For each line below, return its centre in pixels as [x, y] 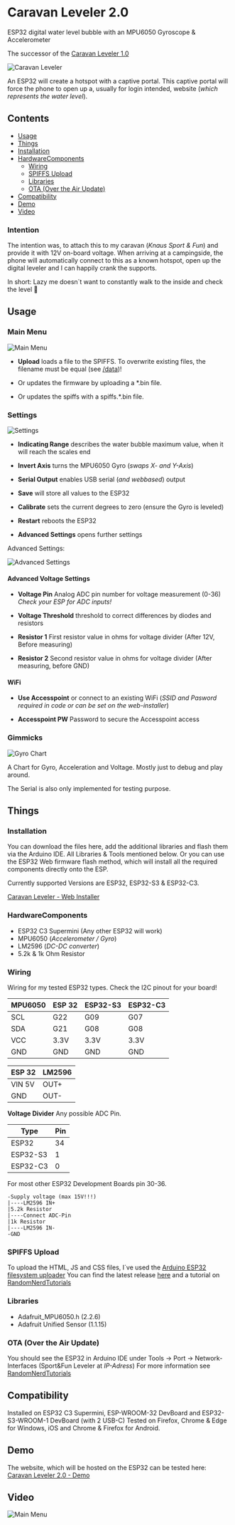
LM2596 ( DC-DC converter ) [59, 946]
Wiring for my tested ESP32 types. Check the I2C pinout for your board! [112, 987]
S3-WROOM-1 [28, 1420]
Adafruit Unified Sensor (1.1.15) [62, 1324]
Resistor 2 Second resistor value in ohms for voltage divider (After [115, 659]
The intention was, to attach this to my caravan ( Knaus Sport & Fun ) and [113, 246]
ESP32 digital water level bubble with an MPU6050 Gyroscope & [102, 32]
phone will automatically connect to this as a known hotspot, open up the [114, 261]
